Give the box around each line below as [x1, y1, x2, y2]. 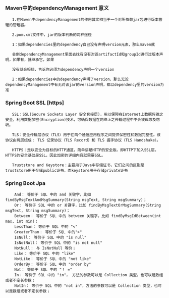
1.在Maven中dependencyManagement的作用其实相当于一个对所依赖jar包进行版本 [12, 17, 159, 22]
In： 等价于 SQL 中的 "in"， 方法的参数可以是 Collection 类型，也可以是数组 [14, 272, 163, 277]
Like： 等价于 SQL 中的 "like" [14, 251, 76, 256]
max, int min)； [5, 219, 39, 224]
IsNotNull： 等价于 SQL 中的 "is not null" [14, 240, 102, 245]
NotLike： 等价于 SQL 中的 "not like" [14, 256, 91, 261]
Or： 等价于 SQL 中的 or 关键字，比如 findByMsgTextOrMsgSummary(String [14, 203, 161, 208]
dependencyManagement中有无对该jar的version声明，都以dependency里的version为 [5, 82, 164, 87]
